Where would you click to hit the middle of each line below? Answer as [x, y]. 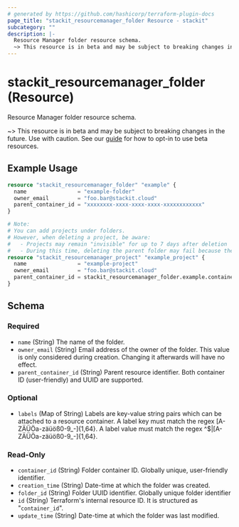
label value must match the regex [154, 429]
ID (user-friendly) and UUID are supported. [80, 380]
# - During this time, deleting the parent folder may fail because [114, 251]
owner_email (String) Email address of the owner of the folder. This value [123, 349]
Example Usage [43, 168]
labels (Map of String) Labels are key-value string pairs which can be [119, 413]
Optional [22, 398]
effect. [27, 365]
